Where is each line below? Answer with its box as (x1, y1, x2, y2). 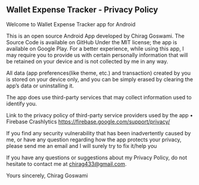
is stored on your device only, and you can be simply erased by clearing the (6, 75, 194, 83)
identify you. (6, 100, 37, 107)
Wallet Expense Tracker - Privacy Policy (6, 5, 158, 15)
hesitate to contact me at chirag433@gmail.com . (6, 160, 127, 167)
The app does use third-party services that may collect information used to (6, 93, 192, 101)
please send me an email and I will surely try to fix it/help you (6, 142, 157, 149)
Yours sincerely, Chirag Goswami (6, 172, 88, 179)
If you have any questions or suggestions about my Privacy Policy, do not (6, 154, 188, 161)
